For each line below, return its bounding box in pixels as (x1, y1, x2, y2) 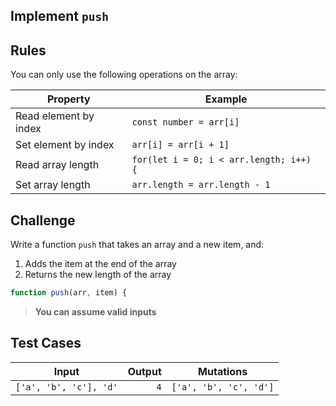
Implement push (10, 8, 109, 25)
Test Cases (10, 335, 82, 352)
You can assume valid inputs (34, 305, 157, 318)
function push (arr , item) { (10, 288, 128, 298)
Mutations (198, 364, 248, 378)
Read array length (15, 158, 100, 172)
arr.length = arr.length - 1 (131, 179, 271, 191)
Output (127, 364, 162, 378)
